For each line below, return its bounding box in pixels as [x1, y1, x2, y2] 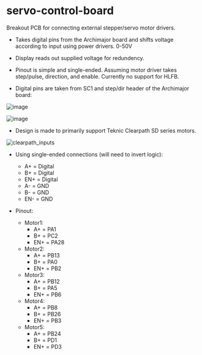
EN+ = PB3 [33, 317, 62, 324]
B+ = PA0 [33, 258, 58, 265]
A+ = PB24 [33, 330, 61, 337]
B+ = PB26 [33, 310, 61, 318]
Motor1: [24, 219, 44, 226]
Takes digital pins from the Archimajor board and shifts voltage [15, 36, 174, 43]
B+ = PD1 [33, 336, 57, 344]
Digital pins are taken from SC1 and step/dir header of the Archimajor [15, 84, 190, 92]
